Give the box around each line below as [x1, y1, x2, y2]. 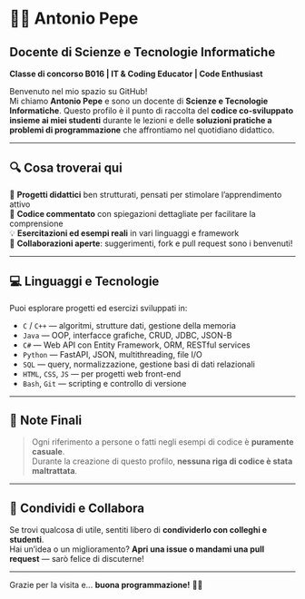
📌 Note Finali [9, 413, 83, 428]
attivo [9, 199, 31, 210]
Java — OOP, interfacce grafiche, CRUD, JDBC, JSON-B [22, 329, 232, 340]
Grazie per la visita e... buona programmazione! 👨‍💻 [9, 580, 203, 591]
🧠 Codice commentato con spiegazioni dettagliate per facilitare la [9, 208, 256, 219]
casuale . [31, 447, 65, 457]
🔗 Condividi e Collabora [9, 500, 145, 516]
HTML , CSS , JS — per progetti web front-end [22, 368, 182, 379]
